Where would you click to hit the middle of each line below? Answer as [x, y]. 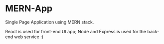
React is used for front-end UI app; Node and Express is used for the [76, 31]
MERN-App [29, 9]
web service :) [29, 37]
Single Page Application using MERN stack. [50, 22]
